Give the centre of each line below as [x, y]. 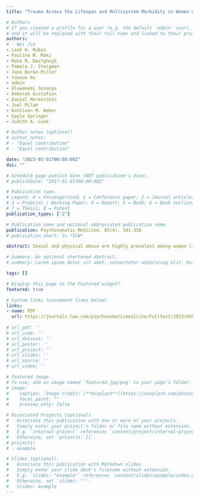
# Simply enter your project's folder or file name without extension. [99, 426]
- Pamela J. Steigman [33, 66]
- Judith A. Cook [28, 121]
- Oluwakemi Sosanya [32, 89]
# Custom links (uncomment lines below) [57, 300]
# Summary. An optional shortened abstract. [62, 257]
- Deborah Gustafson [32, 94]
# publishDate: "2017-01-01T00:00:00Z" [55, 181]
